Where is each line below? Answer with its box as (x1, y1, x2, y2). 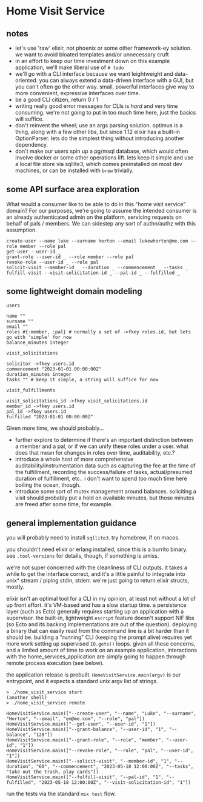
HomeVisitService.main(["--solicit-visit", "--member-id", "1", (6, 758, 172, 764)
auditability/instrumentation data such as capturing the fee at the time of (15, 462, 196, 469)
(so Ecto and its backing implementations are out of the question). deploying (6, 621, 197, 628)
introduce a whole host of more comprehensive (15, 455, 134, 463)
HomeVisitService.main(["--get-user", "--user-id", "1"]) (6, 721, 156, 727)
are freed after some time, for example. (15, 500, 113, 507)
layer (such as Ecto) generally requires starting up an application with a (6, 608, 184, 615)
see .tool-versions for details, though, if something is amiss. (6, 552, 159, 560)
